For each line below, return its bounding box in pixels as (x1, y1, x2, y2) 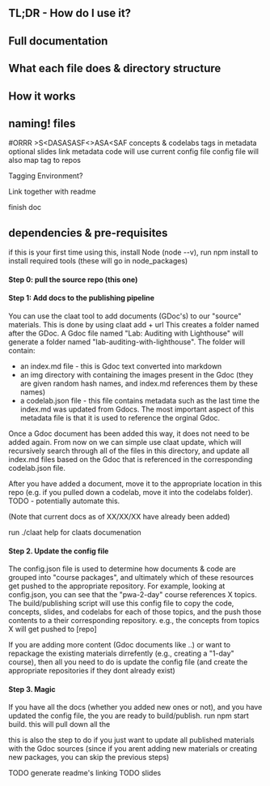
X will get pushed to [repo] (8, 624, 97, 634)
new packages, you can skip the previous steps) (8, 753, 170, 763)
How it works (8, 89, 76, 103)
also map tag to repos (8, 156, 81, 165)
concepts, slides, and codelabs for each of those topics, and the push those (8, 607, 262, 617)
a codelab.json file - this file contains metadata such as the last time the (19, 395, 260, 405)
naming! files (8, 117, 76, 130)
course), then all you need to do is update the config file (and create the (8, 657, 248, 667)
